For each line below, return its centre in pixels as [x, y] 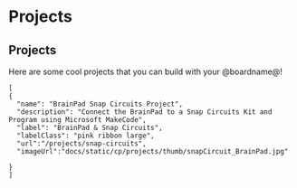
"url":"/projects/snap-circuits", [81, 144]
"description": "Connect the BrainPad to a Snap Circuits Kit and [144, 112]
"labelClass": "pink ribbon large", [86, 136]
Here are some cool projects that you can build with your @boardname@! [145, 71]
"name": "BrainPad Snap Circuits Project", [100, 104]
